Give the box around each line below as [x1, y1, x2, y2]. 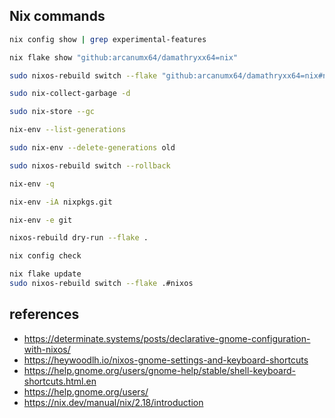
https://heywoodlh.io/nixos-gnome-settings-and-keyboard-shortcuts [23, 354, 309, 366]
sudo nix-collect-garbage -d [9, 89, 131, 99]
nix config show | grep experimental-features [9, 34, 207, 44]
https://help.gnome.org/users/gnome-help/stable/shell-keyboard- [23, 364, 296, 376]
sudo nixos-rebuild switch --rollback [9, 160, 171, 171]
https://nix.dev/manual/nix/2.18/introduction [23, 396, 204, 408]
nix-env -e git [9, 215, 73, 225]
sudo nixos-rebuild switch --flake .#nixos [9, 279, 194, 289]
